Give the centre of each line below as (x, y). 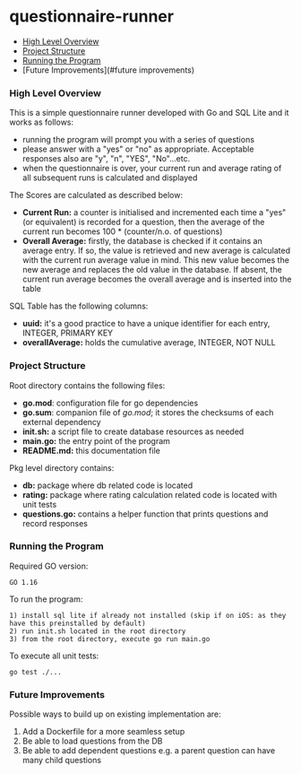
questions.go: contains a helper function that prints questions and (145, 514)
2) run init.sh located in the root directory (98, 631)
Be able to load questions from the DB (92, 741)
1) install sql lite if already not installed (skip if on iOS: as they (148, 615)
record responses (55, 523)
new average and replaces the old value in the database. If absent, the (152, 270)
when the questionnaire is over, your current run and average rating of (152, 169)
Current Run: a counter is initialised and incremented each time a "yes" (154, 213)
